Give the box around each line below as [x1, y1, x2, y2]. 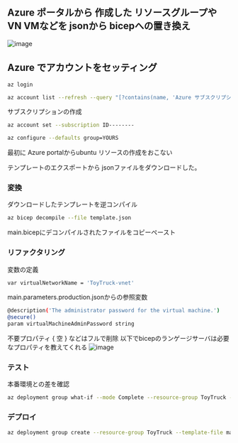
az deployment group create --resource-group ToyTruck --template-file [7, 429, 223, 436]
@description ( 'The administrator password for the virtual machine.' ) [7, 307, 220, 315]
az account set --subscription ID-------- [7, 121, 135, 129]
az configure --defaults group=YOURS [7, 134, 119, 142]
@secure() [7, 314, 37, 321]
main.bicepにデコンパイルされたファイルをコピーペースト [7, 228, 176, 236]
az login [7, 81, 33, 88]
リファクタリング [7, 248, 66, 258]
